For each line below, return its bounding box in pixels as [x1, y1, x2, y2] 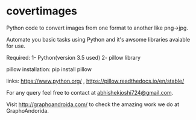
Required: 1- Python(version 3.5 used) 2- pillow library [6, 54, 141, 61]
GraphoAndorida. [6, 107, 49, 114]
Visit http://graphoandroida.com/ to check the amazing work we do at [6, 101, 180, 108]
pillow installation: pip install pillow [6, 65, 92, 73]
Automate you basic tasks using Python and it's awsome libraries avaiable [6, 36, 191, 43]
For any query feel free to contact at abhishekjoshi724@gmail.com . [6, 89, 174, 96]
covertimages [6, 4, 77, 18]
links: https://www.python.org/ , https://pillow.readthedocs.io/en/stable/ [6, 77, 185, 84]
